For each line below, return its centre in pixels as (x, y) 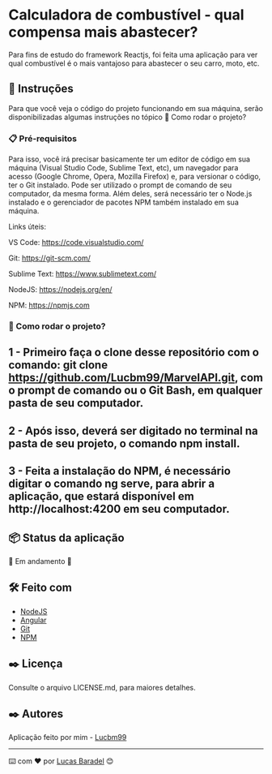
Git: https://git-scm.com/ (50, 258)
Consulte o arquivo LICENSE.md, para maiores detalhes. (102, 687)
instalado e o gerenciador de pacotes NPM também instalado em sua (123, 202)
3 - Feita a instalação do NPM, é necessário (119, 471)
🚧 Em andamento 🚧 (40, 561)
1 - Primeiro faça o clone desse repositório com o (134, 353)
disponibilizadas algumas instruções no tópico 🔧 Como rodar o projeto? (127, 117)
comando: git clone (58, 365)
